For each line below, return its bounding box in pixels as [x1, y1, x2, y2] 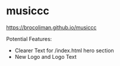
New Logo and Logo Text [14, 53, 77, 60]
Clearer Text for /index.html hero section [14, 46, 114, 54]
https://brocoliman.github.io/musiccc [6, 24, 97, 31]
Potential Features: [6, 35, 52, 42]
